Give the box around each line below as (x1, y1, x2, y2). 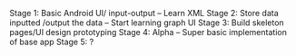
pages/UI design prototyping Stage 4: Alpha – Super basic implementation (9, 27, 288, 37)
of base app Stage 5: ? (9, 36, 94, 47)
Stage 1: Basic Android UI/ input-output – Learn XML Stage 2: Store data (9, 8, 279, 18)
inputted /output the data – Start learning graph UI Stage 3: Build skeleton (9, 17, 284, 28)
